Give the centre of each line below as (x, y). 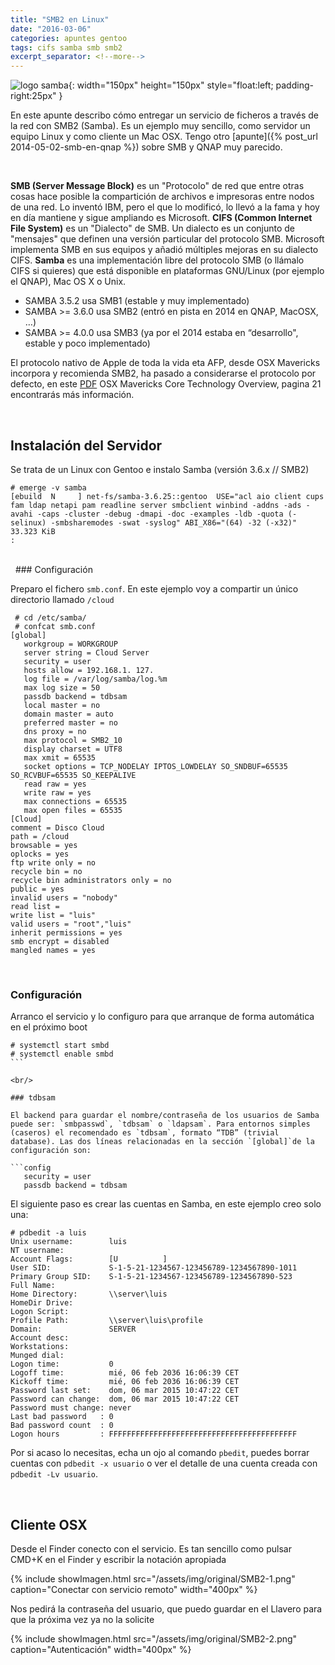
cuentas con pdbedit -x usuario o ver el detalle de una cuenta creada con (164, 1463)
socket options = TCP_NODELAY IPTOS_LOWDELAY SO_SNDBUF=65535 (155, 766)
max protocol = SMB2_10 (73, 740)
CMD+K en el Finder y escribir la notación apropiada (118, 1560)
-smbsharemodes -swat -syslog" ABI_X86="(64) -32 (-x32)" (174, 522)
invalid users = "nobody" (64, 897)
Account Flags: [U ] (89, 1259)
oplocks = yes (40, 854)
